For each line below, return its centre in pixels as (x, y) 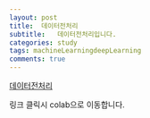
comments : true (37, 59)
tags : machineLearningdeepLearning (75, 51)
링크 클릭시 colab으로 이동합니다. (67, 105)
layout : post (33, 17)
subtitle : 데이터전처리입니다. (63, 34)
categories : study (43, 42)
